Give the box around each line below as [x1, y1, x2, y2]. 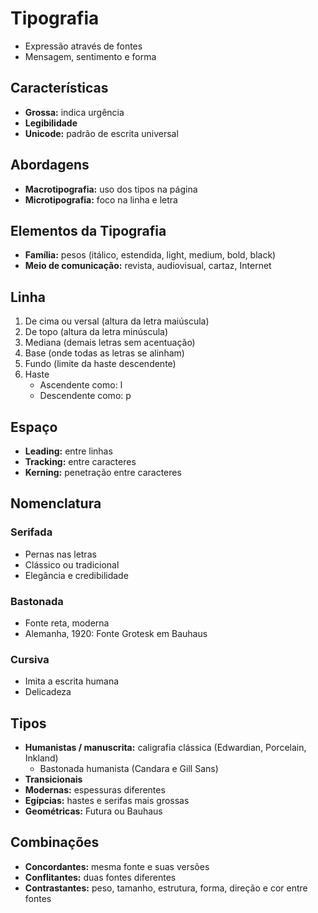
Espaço [10, 418, 58, 436]
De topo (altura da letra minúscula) [24, 326, 169, 338]
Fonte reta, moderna [24, 617, 110, 629]
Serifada [10, 525, 53, 539]
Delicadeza [24, 686, 72, 698]
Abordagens [10, 157, 90, 174]
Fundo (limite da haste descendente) [24, 358, 177, 370]
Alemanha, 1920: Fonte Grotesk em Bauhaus [24, 627, 208, 639]
